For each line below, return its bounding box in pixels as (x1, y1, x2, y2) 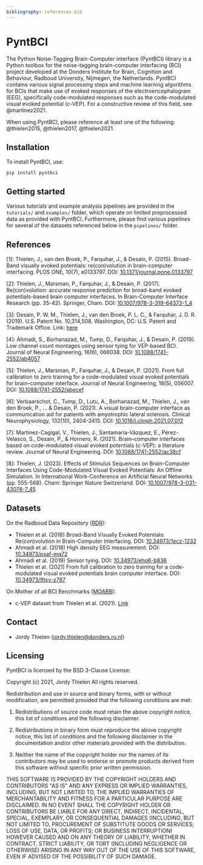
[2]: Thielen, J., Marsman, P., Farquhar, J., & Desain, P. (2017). (6, 280, 161, 287)
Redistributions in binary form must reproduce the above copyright (15, 726, 182, 734)
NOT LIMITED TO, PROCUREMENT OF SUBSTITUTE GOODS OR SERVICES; (6, 821, 195, 828)
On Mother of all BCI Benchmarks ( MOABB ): (6, 588, 116, 595)
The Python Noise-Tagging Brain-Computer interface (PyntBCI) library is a (6, 55, 192, 62)
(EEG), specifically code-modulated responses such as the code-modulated (6, 93, 196, 101)
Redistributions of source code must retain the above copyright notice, (15, 708, 192, 715)
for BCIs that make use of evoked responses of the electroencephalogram (6, 87, 191, 94)
